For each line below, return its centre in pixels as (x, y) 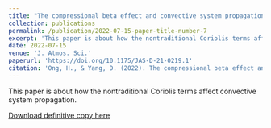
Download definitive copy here (59, 115)
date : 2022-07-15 (38, 46)
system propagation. (43, 99)
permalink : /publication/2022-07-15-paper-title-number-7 (108, 31)
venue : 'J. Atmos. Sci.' (50, 53)
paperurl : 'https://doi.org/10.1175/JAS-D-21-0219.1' (101, 61)
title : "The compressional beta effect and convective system (115, 16)
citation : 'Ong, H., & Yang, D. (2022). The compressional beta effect (131, 68)
